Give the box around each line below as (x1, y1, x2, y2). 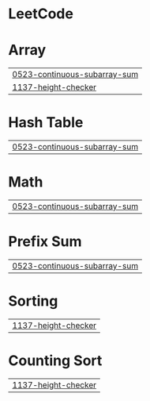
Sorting (8, 292, 58, 310)
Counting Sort (8, 352, 103, 370)
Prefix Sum (8, 233, 82, 251)
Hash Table (8, 114, 84, 132)
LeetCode (8, 5, 73, 23)
